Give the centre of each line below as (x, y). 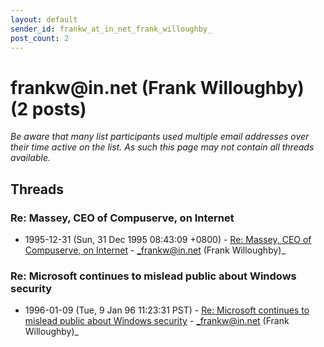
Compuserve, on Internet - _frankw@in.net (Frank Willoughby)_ (155, 250)
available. (31, 158)
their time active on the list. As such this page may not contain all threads (162, 147)
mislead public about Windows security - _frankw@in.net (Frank (157, 321)
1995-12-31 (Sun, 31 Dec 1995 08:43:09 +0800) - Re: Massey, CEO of (168, 239)
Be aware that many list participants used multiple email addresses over (160, 137)
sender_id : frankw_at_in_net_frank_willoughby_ (111, 29)
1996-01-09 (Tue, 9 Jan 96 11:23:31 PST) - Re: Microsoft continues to (167, 310)
